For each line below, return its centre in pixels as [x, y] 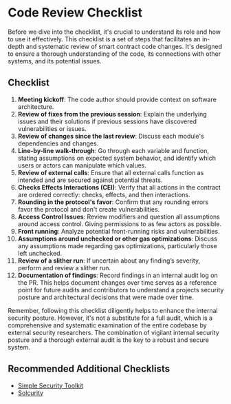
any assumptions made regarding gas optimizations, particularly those [117, 245]
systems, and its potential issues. [55, 61]
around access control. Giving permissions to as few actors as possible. [120, 224]
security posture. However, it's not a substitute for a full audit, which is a [110, 318]
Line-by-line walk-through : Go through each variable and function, [113, 150]
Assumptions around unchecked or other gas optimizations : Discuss [117, 239]
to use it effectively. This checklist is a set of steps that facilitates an [104, 39]
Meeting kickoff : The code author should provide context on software [117, 99]
